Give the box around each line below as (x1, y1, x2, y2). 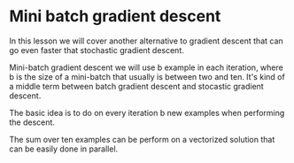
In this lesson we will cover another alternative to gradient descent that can (9, 35, 283, 46)
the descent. (9, 117, 56, 128)
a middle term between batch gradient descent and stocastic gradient (9, 81, 264, 91)
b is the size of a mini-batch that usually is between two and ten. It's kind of (9, 71, 285, 81)
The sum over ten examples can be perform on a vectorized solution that (9, 134, 275, 144)
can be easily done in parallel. (9, 144, 119, 154)
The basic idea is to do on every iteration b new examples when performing (9, 107, 285, 118)
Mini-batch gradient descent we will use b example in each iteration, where (9, 62, 283, 73)
